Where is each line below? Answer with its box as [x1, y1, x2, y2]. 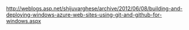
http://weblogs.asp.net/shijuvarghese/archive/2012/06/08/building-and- [6, 5, 182, 12]
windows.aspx [6, 18, 41, 24]
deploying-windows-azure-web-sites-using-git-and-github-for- [6, 11, 162, 18]
